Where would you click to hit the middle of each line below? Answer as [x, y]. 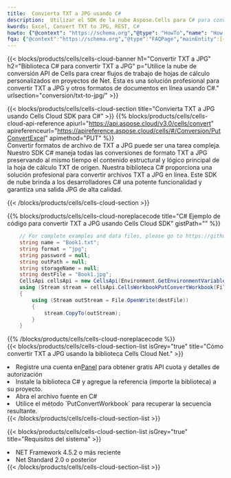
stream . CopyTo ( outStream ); [82, 313]
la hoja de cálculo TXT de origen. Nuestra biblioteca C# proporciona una [110, 168]
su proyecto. [25, 389]
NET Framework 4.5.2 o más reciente [69, 452]
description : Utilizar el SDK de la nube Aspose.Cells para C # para [109, 20]
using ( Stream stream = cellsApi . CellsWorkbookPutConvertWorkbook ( [118, 288]
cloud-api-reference [36, 123]
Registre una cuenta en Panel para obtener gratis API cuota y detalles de [118, 367]
